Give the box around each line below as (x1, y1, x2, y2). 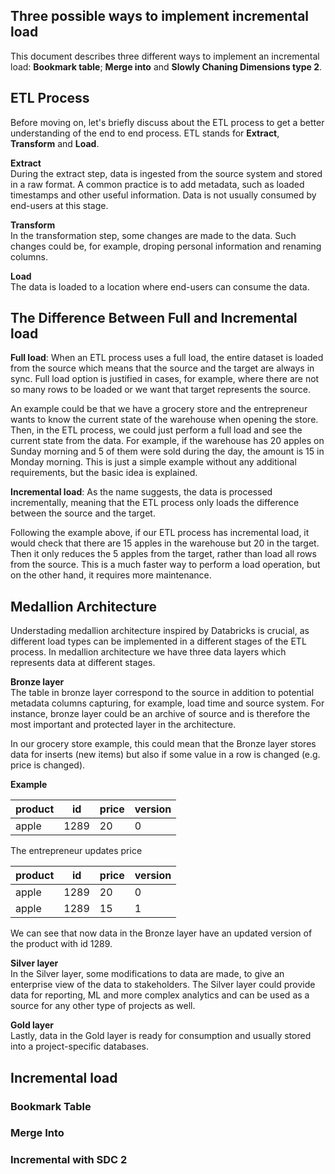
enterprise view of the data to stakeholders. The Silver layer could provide (10, 979, 316, 991)
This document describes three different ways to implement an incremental (10, 50, 320, 62)
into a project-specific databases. (10, 1040, 150, 1053)
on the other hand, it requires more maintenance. (10, 569, 212, 581)
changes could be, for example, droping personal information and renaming (10, 240, 322, 252)
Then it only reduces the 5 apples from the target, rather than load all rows (10, 548, 317, 560)
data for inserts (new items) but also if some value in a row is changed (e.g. (10, 749, 321, 761)
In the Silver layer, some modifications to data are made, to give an (10, 968, 285, 980)
